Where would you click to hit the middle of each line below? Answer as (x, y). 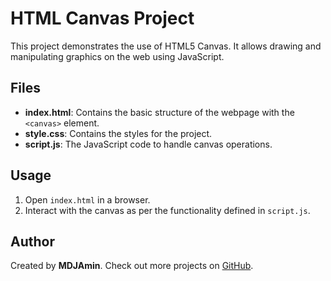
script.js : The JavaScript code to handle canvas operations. (148, 144)
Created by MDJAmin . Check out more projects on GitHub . (132, 266)
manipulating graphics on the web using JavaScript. (117, 56)
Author (32, 241)
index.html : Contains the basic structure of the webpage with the (159, 112)
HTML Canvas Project (102, 18)
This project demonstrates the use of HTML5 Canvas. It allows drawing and (166, 46)
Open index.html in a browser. (87, 199)
